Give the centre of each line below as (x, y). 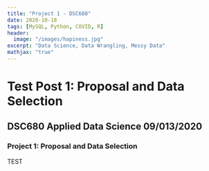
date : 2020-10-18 (32, 20)
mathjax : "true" (30, 53)
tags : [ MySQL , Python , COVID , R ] (55, 26)
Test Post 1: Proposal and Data (96, 87)
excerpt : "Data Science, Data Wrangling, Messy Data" (87, 46)
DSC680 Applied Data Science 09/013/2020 (105, 126)
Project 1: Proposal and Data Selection (72, 146)
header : (18, 33)
